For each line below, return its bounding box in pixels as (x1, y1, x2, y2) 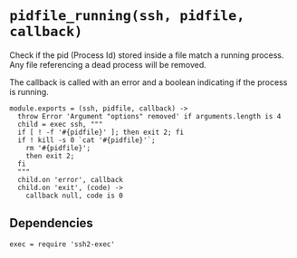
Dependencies (9, 215, 93, 231)
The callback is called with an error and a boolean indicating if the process (9, 76, 288, 88)
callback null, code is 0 (25, 191, 124, 200)
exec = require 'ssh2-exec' (9, 239, 116, 249)
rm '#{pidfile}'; (25, 143, 91, 152)
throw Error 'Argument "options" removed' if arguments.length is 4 (17, 111, 282, 120)
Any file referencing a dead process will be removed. (9, 59, 206, 70)
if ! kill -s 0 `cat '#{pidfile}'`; (17, 135, 156, 145)
